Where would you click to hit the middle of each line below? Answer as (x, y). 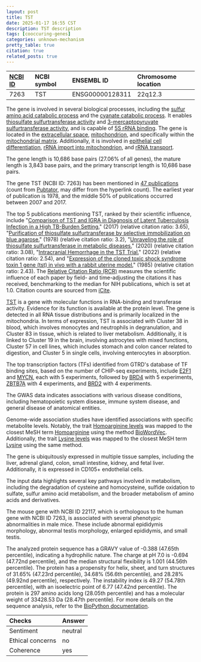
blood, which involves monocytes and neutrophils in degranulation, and (94, 327)
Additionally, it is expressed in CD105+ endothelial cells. (75, 469)
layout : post (22, 12)
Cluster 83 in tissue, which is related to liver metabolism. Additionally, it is (97, 334)
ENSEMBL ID (90, 80)
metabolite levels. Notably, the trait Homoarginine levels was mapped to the (99, 425)
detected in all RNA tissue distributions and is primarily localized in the (93, 315)
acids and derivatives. (33, 500)
